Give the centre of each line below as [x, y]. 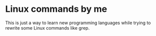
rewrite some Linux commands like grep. [47, 28]
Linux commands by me [56, 9]
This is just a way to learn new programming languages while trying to [78, 23]
